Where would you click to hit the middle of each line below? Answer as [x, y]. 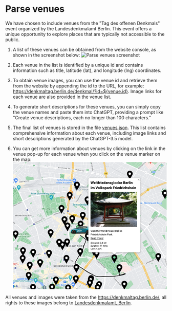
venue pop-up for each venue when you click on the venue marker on [86, 154]
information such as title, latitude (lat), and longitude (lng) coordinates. [87, 70]
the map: [22, 159]
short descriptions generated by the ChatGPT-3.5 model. [73, 138]
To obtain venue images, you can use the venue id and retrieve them [85, 80]
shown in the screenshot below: [46, 55]
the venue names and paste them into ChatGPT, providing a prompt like [88, 112]
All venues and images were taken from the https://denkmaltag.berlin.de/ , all [86, 297]
